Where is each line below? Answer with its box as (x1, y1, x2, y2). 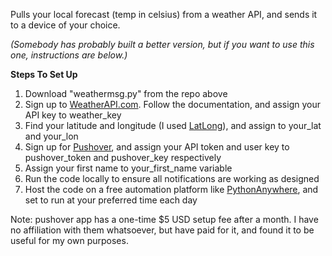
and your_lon (24, 130, 79, 142)
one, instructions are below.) (10, 49, 128, 61)
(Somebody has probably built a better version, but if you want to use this (10, 39, 315, 50)
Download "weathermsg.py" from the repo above (24, 88, 228, 99)
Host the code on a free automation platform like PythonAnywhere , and (24, 184, 319, 195)
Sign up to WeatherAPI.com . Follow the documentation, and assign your (24, 99, 321, 110)
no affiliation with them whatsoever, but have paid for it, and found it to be (10, 224, 315, 236)
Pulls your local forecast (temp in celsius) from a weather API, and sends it (10, 9, 318, 20)
